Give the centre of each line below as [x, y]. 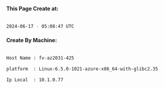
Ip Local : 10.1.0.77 [35, 80]
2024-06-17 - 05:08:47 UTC [40, 27]
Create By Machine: [32, 40]
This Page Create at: [32, 8]
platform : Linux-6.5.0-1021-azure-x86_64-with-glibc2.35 [82, 69]
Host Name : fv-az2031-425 [40, 58]
